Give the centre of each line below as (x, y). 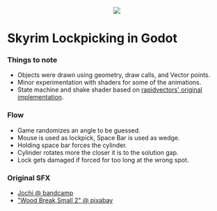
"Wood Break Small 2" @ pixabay (65, 201)
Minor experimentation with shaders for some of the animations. (109, 83)
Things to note (32, 60)
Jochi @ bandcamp (45, 193)
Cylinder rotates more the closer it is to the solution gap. (98, 152)
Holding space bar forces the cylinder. (72, 145)
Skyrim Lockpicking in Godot (92, 39)
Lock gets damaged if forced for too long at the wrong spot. (103, 160)
